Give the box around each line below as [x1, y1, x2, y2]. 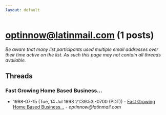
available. [5, 57, 27, 63]
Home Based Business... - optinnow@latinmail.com [12, 104, 121, 110]
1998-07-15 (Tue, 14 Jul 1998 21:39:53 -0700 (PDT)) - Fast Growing [12, 99, 155, 105]
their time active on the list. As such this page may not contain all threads [5, 51, 161, 57]
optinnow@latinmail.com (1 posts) [5, 29, 154, 41]
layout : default [5, 7, 40, 13]
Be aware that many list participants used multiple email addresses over [5, 46, 159, 52]
